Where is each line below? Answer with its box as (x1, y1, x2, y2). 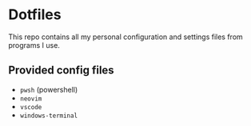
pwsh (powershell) (19, 85, 78, 94)
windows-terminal (19, 112, 78, 120)
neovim (19, 94, 42, 103)
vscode (19, 103, 42, 111)
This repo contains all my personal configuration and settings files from (8, 32, 244, 41)
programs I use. (8, 40, 60, 49)
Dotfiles (8, 6, 62, 24)
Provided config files (8, 64, 114, 77)
